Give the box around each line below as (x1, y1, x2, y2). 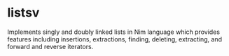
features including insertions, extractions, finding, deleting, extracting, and (7, 35, 223, 43)
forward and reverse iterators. (7, 42, 94, 50)
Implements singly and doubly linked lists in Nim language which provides (7, 28, 221, 36)
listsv (7, 5, 40, 21)
